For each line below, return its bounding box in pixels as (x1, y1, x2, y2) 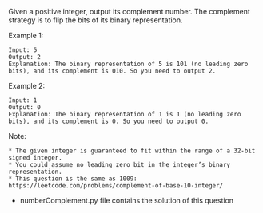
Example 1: (8, 31, 44, 40)
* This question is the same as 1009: (8, 175, 137, 183)
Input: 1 (8, 97, 38, 105)
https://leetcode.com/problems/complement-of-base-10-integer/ (8, 182, 224, 190)
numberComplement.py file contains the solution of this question (19, 195, 234, 205)
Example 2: (8, 81, 46, 90)
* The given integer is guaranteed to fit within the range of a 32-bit (8, 147, 256, 155)
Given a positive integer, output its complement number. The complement (8, 7, 250, 16)
